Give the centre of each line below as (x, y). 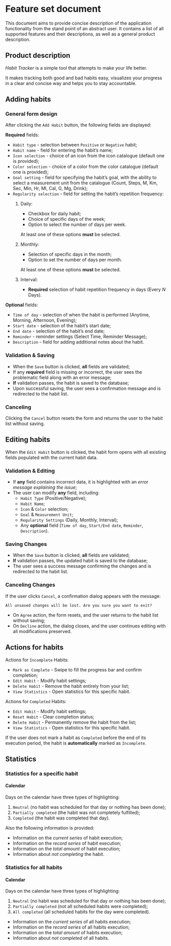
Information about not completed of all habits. (61, 938)
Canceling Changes (30, 585)
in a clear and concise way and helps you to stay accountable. (71, 83)
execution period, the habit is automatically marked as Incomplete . (76, 743)
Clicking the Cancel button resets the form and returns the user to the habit (84, 418)
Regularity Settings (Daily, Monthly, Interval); (69, 520)
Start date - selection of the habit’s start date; (62, 326)
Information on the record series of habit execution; (67, 844)
